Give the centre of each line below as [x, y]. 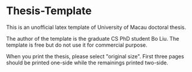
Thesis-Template [49, 11]
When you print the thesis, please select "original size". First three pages [95, 56]
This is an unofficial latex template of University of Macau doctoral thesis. [96, 27]
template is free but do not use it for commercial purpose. [77, 45]
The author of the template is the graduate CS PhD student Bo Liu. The [93, 38]
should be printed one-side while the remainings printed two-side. [87, 63]
